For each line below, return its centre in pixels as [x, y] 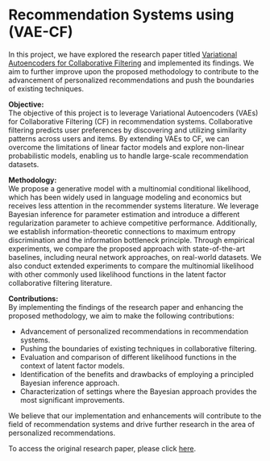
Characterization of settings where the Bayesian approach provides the [138, 391]
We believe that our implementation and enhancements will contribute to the [135, 415]
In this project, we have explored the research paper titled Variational [123, 54]
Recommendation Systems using [121, 15]
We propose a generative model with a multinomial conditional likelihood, [130, 188]
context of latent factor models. [72, 366]
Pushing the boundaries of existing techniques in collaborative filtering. [138, 348]
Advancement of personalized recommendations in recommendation [134, 331]
